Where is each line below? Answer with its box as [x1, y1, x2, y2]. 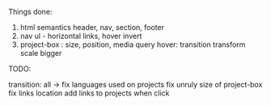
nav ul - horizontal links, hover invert [19, 32, 142, 40]
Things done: [8, 7, 53, 16]
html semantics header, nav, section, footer [19, 23, 164, 32]
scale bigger [19, 49, 62, 57]
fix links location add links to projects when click [8, 88, 170, 98]
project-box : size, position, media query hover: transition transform [19, 40, 246, 49]
